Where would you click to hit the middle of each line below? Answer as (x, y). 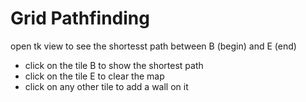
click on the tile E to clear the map (94, 76)
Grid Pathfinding (80, 18)
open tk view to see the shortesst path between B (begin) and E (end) (153, 46)
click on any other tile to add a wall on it (106, 86)
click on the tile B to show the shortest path (114, 65)
